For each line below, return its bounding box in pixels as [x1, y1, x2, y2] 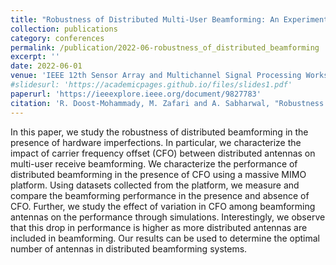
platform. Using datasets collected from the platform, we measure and [10, 179, 300, 191]
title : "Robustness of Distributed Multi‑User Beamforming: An [10, 14, 280, 25]
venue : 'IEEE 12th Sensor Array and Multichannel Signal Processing [10, 71, 302, 81]
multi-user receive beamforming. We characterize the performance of [10, 157, 298, 170]
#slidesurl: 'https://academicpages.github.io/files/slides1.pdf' [10, 80, 293, 90]
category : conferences [10, 33, 105, 43]
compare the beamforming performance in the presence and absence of [10, 189, 310, 201]
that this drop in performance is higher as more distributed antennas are [10, 221, 308, 233]
